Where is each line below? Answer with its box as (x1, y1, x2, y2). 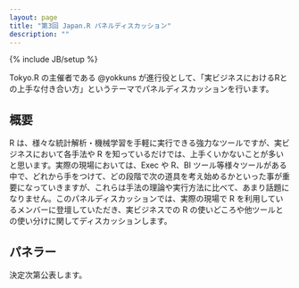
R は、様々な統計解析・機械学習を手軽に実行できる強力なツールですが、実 (9, 137, 283, 148)
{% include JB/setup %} (9, 54, 98, 65)
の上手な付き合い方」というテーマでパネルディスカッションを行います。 (9, 84, 274, 95)
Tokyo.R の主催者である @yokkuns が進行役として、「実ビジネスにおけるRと (9, 72, 288, 83)
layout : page (9, 12, 58, 22)
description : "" (9, 29, 70, 38)
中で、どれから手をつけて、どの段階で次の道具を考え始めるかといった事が (9, 171, 283, 182)
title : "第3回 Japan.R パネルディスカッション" (9, 21, 171, 30)
